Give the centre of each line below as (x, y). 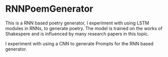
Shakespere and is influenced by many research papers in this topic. (77, 34)
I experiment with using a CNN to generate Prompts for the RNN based (79, 43)
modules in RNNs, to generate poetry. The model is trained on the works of (84, 28)
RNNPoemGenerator (49, 9)
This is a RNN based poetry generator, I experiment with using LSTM (77, 23)
